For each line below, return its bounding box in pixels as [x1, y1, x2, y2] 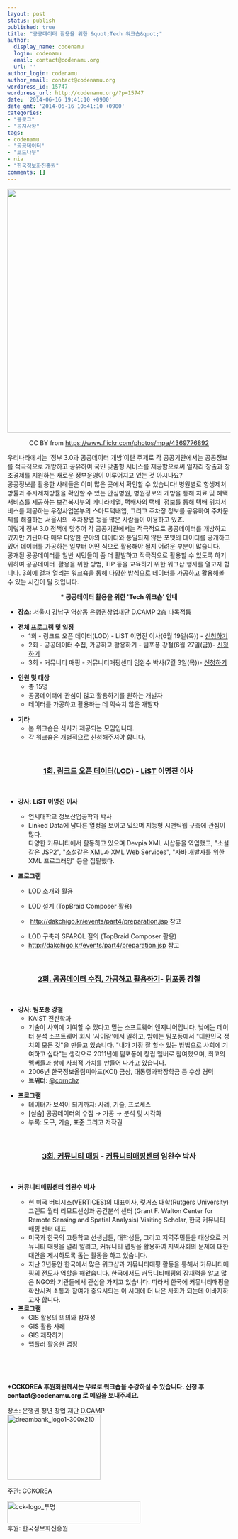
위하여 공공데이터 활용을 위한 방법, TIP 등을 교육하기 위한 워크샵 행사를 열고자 [7, 559, 223, 568]
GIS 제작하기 [28, 1330, 64, 1339]
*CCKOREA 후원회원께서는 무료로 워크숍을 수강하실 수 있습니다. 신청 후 [7, 1382, 205, 1391]
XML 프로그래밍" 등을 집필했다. [28, 856, 115, 865]
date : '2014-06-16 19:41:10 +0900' [7, 97, 113, 104]
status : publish [7, 17, 55, 24]
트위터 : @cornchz [28, 1076, 79, 1085]
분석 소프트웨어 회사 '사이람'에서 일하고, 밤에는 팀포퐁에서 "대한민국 [35, 1032, 222, 1041]
